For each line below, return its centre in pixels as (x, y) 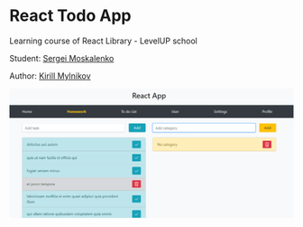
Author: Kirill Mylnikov (50, 76)
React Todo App (70, 16)
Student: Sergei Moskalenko (62, 58)
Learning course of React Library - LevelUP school (104, 41)
